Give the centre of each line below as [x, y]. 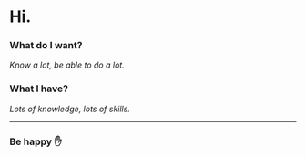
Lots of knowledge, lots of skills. [70, 109]
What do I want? [46, 46]
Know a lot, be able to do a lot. [67, 65]
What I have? [39, 89]
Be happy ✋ [36, 141]
